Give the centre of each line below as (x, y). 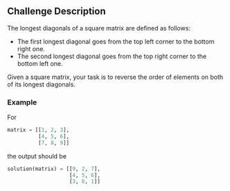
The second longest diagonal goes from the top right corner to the (112, 56)
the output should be (37, 156)
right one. (31, 48)
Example (22, 102)
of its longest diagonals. (42, 84)
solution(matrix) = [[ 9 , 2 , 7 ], (54, 169)
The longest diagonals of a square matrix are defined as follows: (99, 28)
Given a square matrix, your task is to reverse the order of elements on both (115, 77)
